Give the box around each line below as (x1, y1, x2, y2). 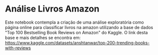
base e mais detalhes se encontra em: (5, 35, 81, 41)
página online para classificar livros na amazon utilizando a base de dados (5, 24, 153, 30)
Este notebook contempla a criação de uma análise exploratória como (5, 19, 144, 25)
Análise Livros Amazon (5, 3, 100, 14)
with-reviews (5, 45, 31, 51)
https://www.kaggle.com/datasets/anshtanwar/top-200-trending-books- (5, 40, 150, 45)
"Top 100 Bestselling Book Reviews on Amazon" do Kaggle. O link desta (5, 29, 148, 35)
